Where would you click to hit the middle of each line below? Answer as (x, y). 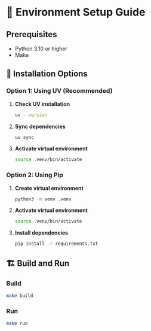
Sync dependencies (40, 126)
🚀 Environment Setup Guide (76, 12)
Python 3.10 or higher (41, 48)
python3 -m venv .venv (43, 199)
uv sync (24, 137)
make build (20, 296)
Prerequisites (32, 34)
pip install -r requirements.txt (56, 244)
